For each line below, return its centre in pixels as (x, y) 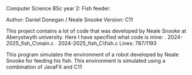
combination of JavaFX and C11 (44, 67)
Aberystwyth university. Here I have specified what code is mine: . (86, 37)
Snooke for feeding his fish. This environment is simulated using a (86, 61)
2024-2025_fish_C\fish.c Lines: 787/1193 (107, 43)
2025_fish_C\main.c (30, 43)
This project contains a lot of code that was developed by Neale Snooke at (96, 31)
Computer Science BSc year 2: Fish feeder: (58, 8)
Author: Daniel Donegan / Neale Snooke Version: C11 (70, 19)
